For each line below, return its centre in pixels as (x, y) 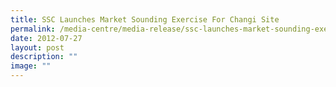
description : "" (44, 57)
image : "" (31, 66)
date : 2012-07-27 (46, 38)
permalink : (33, 29)
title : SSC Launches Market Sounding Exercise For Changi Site (145, 19)
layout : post (37, 47)
